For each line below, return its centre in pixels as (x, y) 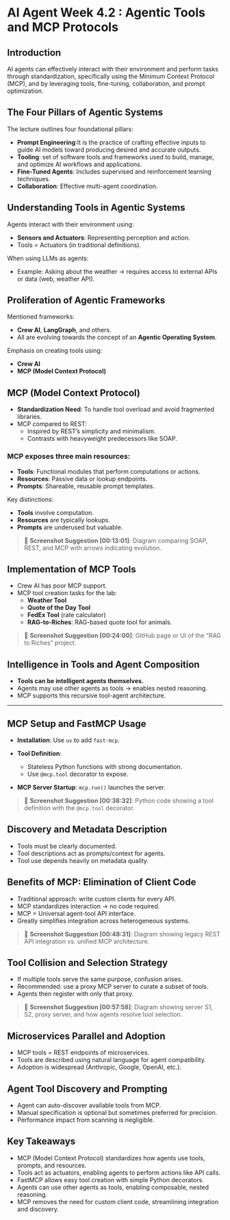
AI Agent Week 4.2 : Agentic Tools (106, 13)
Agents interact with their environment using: (71, 224)
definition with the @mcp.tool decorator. (79, 807)
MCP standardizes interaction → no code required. (88, 906)
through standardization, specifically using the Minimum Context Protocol (111, 76)
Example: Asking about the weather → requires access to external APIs (117, 271)
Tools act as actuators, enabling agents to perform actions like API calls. (119, 1173)
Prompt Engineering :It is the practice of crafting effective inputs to (111, 142)
